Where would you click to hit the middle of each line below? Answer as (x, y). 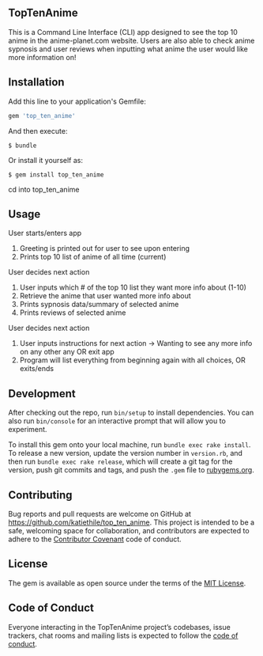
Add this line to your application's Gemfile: (77, 101)
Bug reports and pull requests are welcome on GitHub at (100, 514)
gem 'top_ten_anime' (42, 116)
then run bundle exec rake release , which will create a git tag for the (120, 461)
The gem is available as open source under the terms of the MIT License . (127, 583)
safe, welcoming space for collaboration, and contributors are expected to (129, 530)
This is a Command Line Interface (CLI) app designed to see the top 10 (123, 32)
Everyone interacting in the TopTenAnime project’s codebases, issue (119, 627)
